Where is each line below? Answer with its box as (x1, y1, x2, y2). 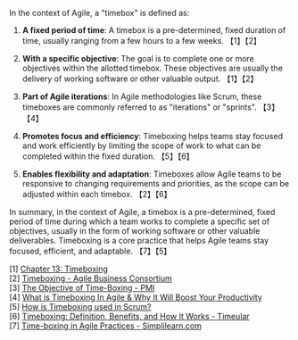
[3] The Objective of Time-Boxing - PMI (9, 283, 155, 293)
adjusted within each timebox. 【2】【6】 (21, 189, 172, 199)
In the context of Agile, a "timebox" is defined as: (9, 8, 190, 18)
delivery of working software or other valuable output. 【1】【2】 (21, 73, 259, 84)
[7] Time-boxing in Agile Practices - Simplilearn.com (9, 320, 203, 331)
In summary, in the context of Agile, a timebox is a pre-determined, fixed (9, 207, 276, 217)
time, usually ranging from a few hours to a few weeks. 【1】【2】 (21, 36, 261, 46)
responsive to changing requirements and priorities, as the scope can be (21, 178, 290, 188)
